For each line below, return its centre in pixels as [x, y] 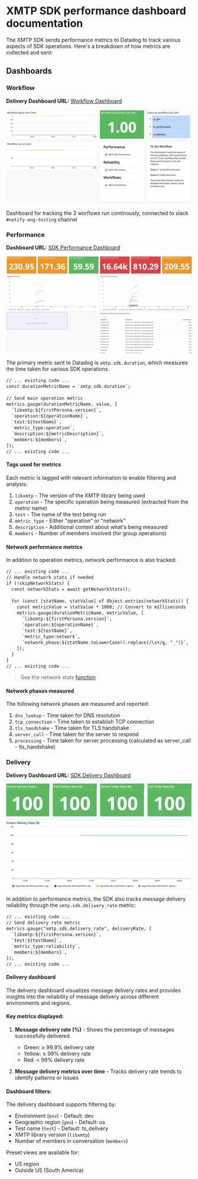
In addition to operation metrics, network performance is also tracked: [91, 560]
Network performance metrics [44, 547]
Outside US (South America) [49, 1170]
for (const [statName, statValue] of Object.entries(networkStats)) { [100, 601]
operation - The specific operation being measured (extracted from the [101, 502]
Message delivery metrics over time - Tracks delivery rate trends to [98, 1071]
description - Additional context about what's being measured [91, 527]
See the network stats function [58, 677]
